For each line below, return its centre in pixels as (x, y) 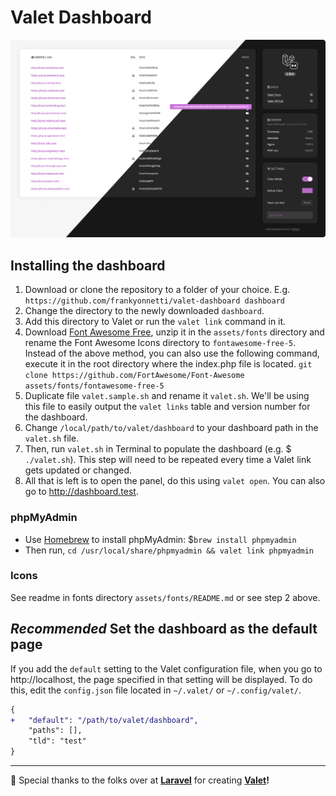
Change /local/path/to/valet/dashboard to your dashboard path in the (171, 428)
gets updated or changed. (78, 470)
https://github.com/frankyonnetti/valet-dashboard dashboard (155, 301)
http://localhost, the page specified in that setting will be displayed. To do (161, 679)
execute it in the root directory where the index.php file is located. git (168, 364)
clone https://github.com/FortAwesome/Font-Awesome (134, 376)
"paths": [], (55, 731)
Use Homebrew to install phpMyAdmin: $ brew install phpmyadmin (160, 539)
